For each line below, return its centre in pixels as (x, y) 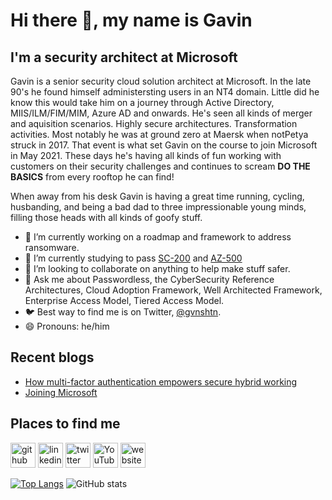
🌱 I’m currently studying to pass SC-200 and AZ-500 (133, 258)
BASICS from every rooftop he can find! (92, 177)
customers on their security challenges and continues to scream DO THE (160, 166)
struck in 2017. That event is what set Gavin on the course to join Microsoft (164, 145)
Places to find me (65, 424)
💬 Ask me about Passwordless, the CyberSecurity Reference (149, 279)
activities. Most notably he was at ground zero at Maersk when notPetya (159, 134)
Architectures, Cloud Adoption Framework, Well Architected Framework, (173, 290)
